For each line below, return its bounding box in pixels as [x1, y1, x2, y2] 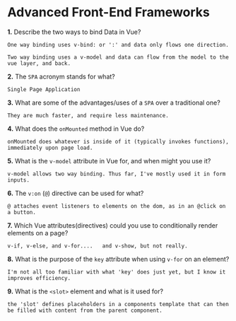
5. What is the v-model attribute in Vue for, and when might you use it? [7, 156, 211, 165]
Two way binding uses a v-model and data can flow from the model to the [7, 54, 230, 61]
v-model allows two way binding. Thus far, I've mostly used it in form [7, 170, 226, 177]
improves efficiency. [7, 274, 71, 281]
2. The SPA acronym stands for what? [7, 72, 115, 81]
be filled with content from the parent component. [7, 307, 163, 314]
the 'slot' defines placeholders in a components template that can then [7, 300, 230, 308]
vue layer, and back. [7, 59, 71, 67]
